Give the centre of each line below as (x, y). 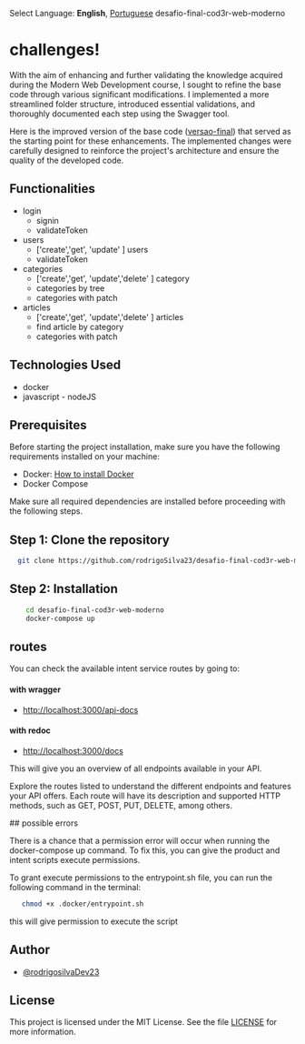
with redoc (30, 730)
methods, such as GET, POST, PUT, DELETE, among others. (121, 805)
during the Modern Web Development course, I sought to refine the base (145, 85)
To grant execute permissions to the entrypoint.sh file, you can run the (141, 878)
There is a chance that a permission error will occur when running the (140, 840)
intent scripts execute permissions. (75, 859)
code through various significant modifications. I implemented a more (139, 94)
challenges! (54, 50)
